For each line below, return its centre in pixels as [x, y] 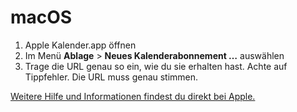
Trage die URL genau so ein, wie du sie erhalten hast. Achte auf [156, 66]
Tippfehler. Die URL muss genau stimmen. [111, 77]
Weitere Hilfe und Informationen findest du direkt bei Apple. [133, 96]
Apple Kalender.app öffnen [80, 45]
